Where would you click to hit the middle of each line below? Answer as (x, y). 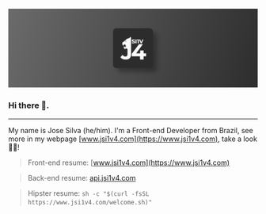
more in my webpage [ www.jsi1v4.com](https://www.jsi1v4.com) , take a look (133, 139)
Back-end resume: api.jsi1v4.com (82, 178)
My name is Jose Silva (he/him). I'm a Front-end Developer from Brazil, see (131, 130)
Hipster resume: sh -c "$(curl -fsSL (88, 193)
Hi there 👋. (29, 105)
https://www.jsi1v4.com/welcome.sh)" (90, 202)
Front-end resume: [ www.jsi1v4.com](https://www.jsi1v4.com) (129, 162)
